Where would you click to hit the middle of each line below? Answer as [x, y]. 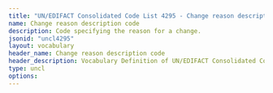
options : [23, 76]
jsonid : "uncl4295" [41, 38]
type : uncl [27, 69]
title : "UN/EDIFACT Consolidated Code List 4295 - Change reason [121, 16]
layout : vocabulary [41, 46]
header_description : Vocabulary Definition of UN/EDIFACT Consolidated [132, 61]
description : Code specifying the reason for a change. [105, 31]
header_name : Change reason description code [87, 53]
